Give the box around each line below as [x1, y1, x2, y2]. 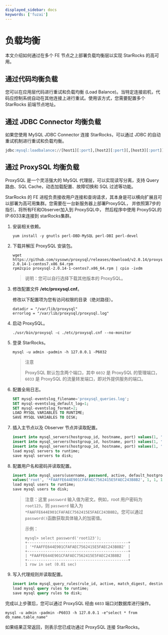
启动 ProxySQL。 [12, 320, 47, 326]
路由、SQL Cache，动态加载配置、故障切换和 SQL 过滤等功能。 [5, 183, 136, 189]
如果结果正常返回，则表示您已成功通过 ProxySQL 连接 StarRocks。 [5, 624, 142, 630]
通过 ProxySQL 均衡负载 [5, 163, 79, 171]
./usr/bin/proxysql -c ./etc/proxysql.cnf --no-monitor [12, 330, 131, 335]
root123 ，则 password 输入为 [24, 503, 83, 509]
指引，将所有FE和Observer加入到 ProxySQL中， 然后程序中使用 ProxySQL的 [5, 206, 162, 212]
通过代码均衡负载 [5, 74, 58, 83]
